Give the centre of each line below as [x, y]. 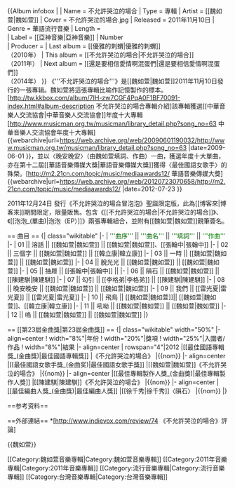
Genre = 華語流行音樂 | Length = [54, 28]
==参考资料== [28, 406]
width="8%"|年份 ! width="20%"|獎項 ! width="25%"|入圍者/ [137, 338]
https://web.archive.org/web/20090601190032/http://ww [142, 140]
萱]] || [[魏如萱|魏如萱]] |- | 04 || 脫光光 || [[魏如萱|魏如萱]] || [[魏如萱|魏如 [113, 262]
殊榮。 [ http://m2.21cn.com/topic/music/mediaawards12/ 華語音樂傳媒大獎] [115, 174]
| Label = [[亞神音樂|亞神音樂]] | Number [66, 37]
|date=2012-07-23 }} [152, 189]
